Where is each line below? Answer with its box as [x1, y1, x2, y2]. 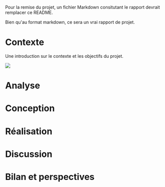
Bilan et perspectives [5, 171, 95, 183]
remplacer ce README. [5, 9, 53, 15]
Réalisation [5, 126, 52, 137]
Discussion [5, 148, 52, 160]
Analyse [5, 80, 40, 91]
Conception [5, 103, 55, 114]
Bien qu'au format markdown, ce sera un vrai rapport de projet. [5, 19, 135, 25]
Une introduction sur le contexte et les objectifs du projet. [5, 53, 124, 59]
